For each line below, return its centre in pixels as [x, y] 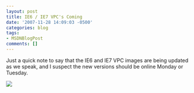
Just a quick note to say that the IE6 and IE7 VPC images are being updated [97, 60]
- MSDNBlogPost [25, 38]
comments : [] [22, 44]
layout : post [22, 11]
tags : [13, 33]
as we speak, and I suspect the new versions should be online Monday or [95, 66]
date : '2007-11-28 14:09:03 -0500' [50, 22]
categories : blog [27, 28]
